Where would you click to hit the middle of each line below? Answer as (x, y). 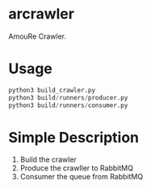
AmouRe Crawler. (38, 36)
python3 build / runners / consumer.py (68, 105)
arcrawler (42, 14)
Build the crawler (48, 160)
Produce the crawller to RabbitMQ (76, 168)
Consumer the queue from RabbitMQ (82, 177)
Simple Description (74, 137)
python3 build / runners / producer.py (68, 97)
